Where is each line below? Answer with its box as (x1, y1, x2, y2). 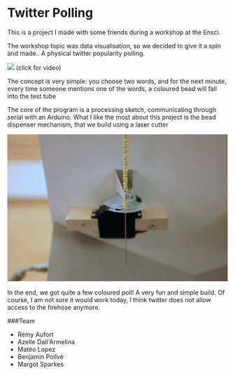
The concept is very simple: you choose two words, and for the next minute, (7, 77, 227, 85)
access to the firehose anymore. (7, 303, 101, 311)
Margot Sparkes (17, 360, 64, 368)
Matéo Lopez (17, 345, 56, 353)
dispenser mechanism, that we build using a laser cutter (7, 120, 169, 129)
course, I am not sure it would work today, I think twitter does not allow (7, 295, 211, 304)
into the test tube (7, 92, 57, 100)
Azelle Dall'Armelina (17, 337, 76, 346)
